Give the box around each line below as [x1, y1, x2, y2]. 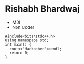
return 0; [9, 51, 29, 55]
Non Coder [12, 24, 34, 30]
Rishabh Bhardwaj [5, 3, 80, 14]
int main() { [5, 42, 32, 47]
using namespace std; [5, 38, 49, 43]
